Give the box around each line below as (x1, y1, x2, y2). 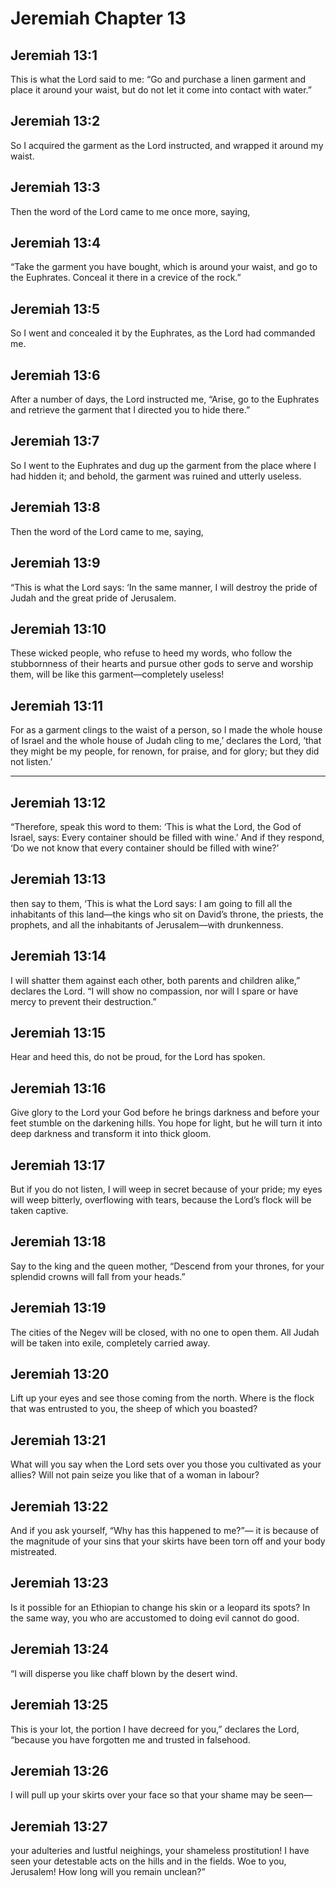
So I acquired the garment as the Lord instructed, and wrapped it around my (10, 139, 324, 151)
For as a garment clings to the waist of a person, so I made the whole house (10, 724, 323, 736)
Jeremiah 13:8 (10, 499, 101, 516)
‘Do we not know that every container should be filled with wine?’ (10, 842, 280, 854)
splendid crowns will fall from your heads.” (10, 1270, 186, 1282)
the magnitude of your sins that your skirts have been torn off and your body (10, 1535, 326, 1547)
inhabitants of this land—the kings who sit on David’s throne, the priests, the (10, 908, 324, 920)
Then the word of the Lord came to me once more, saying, (10, 205, 251, 217)
